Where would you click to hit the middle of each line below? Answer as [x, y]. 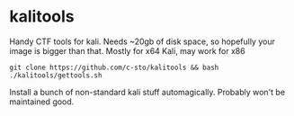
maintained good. [42, 102]
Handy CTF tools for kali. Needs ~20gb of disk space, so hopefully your [143, 41]
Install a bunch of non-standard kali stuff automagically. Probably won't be [147, 92]
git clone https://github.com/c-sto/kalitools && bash [114, 67]
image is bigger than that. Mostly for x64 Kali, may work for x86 [127, 50]
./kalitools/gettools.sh [56, 75]
